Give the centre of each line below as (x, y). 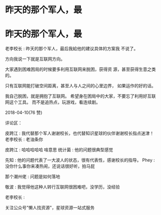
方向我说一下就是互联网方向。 (35, 59)
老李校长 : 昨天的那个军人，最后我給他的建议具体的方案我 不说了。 (71, 49)
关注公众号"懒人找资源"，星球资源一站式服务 (50, 208)
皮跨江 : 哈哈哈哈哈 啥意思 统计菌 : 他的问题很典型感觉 (59, 150)
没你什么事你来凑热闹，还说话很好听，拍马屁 (50, 166)
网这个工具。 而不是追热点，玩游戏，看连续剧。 (53, 102)
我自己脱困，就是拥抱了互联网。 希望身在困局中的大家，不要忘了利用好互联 (80, 96)
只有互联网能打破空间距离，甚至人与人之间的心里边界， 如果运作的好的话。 (80, 86)
